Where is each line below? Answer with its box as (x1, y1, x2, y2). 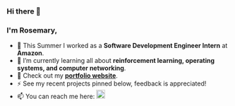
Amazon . (16, 49, 44, 57)
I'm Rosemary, (6, 25, 58, 35)
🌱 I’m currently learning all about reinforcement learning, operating (16, 57, 215, 65)
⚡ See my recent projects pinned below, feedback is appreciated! (16, 79, 207, 88)
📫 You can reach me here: (16, 92, 95, 101)
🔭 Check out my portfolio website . (16, 71, 118, 80)
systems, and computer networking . (16, 64, 126, 73)
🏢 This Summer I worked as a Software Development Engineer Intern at (16, 42, 228, 50)
